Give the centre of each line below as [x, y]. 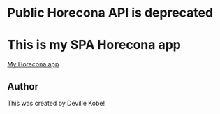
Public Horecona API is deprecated [110, 13]
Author [23, 86]
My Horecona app [33, 64]
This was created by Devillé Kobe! [56, 103]
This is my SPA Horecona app [94, 45]
